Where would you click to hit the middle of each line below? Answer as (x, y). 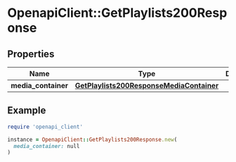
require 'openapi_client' (45, 127)
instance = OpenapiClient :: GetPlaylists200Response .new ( (92, 139)
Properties (31, 54)
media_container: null (47, 146)
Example (27, 111)
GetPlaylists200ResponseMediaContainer (147, 86)
